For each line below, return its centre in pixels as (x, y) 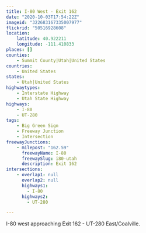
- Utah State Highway (43, 98)
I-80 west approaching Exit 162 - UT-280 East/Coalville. (73, 224)
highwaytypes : (23, 88)
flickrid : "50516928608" (36, 28)
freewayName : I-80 (44, 153)
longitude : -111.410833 (46, 44)
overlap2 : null (40, 180)
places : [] (19, 50)
